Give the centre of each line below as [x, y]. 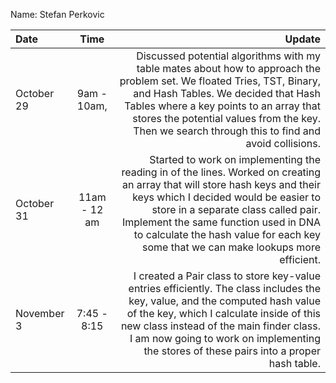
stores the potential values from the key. [226, 118]
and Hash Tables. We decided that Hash [227, 93]
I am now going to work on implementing [225, 338]
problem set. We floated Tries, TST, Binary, [220, 81]
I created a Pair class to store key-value [227, 276]
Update [302, 39]
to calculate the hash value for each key [227, 234]
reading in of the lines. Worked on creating [221, 172]
